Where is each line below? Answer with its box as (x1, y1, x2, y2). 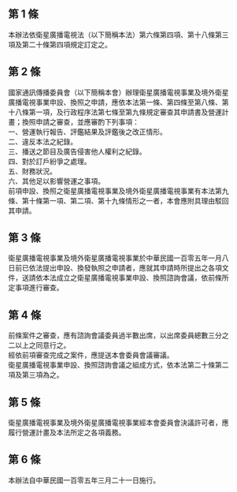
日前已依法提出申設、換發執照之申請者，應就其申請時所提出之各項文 (8, 263, 229, 273)
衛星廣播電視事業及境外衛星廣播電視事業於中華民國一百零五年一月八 (8, 253, 229, 263)
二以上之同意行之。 (8, 341, 71, 350)
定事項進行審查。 (8, 283, 64, 293)
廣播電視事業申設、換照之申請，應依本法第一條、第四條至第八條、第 (8, 97, 229, 106)
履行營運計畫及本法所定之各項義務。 (8, 428, 126, 438)
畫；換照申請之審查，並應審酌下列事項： (8, 117, 139, 126)
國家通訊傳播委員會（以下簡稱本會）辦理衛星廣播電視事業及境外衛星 (8, 88, 229, 97)
